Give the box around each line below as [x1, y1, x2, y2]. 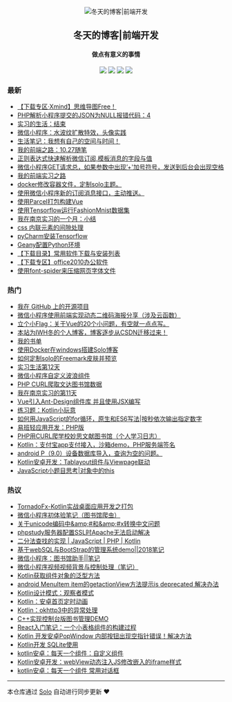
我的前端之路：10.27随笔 [17, 145, 88, 153]
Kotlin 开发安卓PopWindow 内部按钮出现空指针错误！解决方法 [17, 632, 192, 641]
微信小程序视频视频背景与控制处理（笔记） [17, 563, 139, 571]
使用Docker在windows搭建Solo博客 [17, 345, 119, 354]
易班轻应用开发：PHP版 [17, 424, 85, 432]
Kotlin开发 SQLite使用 [17, 641, 79, 649]
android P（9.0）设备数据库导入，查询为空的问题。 [17, 449, 163, 457]
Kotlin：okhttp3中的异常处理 [17, 606, 98, 614]
